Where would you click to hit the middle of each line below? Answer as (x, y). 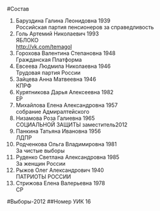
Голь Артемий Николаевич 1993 (57, 34)
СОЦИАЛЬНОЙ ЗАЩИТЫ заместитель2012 (71, 124)
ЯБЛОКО (27, 40)
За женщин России (40, 164)
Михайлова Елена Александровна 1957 (67, 105)
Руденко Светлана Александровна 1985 (68, 157)
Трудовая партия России (48, 72)
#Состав (18, 9)
